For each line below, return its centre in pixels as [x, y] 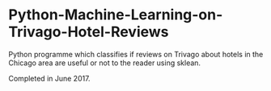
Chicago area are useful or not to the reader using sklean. [104, 63]
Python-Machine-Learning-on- [116, 15]
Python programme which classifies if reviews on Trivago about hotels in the [136, 54]
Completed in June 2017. [49, 78]
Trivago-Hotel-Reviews [89, 32]
